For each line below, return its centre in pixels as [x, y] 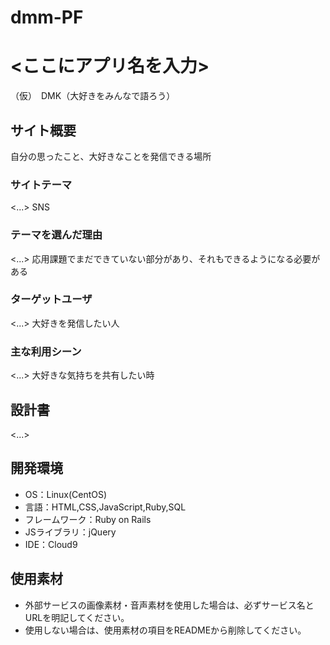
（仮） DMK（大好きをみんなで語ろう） [93, 96]
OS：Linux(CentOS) [66, 494]
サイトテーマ [41, 184]
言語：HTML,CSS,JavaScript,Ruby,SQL [105, 507]
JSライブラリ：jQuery [70, 532]
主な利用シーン [46, 351]
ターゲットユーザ [51, 299]
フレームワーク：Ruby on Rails [88, 519]
